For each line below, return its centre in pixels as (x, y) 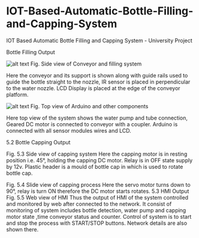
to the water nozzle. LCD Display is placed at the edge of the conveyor (94, 88)
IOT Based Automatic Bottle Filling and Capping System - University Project (99, 40)
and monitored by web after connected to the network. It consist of (89, 204)
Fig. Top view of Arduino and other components (89, 106)
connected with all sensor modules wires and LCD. (69, 130)
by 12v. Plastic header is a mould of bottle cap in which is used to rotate (95, 166)
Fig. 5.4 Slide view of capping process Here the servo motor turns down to (98, 185)
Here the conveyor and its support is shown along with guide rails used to (97, 75)
